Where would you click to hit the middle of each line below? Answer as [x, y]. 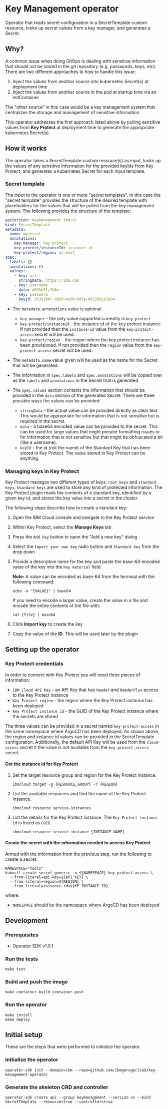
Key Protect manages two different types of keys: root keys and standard [81, 482]
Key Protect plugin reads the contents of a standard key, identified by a [78, 492]
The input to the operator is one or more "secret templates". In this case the [83, 195]
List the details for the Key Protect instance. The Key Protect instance [85, 817]
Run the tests [22, 959]
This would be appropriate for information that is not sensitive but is [90, 415]
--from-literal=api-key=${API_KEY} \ [49, 877]
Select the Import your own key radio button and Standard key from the [86, 546]
